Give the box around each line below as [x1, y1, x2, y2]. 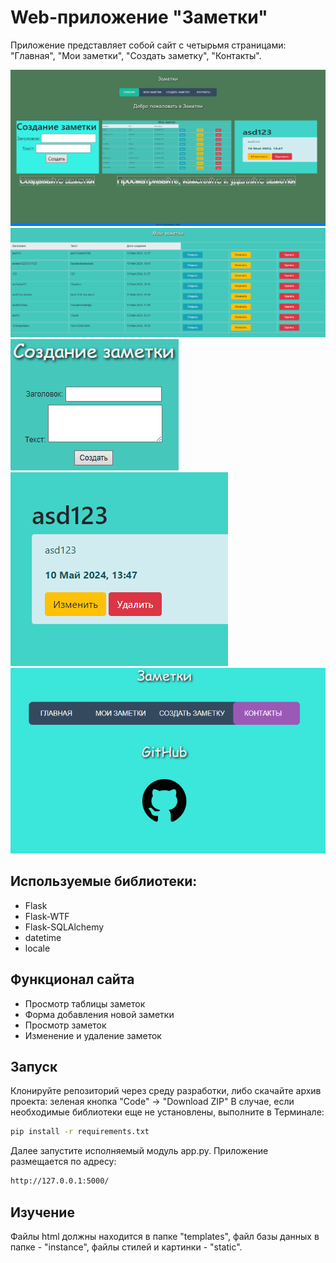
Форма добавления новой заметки [24, 1008, 175, 1020]
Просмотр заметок [24, 1019, 107, 1031]
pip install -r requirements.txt [10, 1127, 150, 1137]
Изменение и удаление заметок [24, 1029, 162, 1041]
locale [24, 942, 51, 954]
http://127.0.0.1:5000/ [10, 1176, 110, 1186]
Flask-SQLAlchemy [24, 921, 105, 933]
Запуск [10, 1059, 58, 1075]
